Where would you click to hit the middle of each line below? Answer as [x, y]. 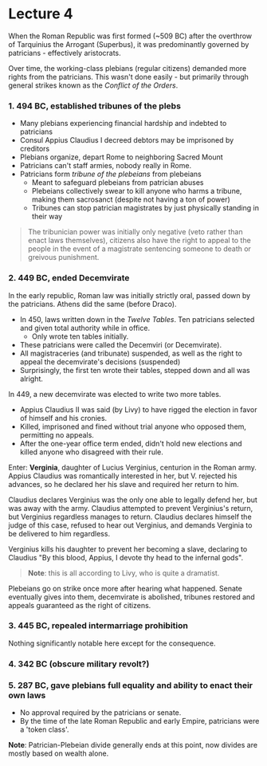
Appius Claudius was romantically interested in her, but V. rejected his [123, 476]
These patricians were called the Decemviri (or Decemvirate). [120, 344]
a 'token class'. [44, 729]
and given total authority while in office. [84, 328]
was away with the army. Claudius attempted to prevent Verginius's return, [131, 508]
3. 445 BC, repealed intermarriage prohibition [98, 626]
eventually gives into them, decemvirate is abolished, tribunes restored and [132, 597]
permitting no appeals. [57, 434]
